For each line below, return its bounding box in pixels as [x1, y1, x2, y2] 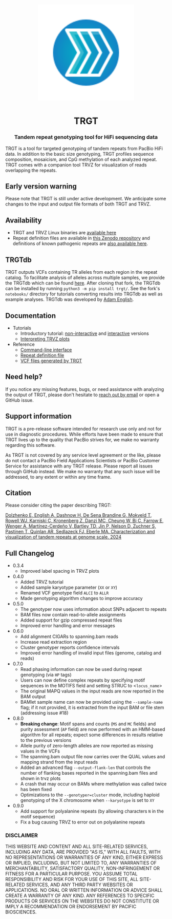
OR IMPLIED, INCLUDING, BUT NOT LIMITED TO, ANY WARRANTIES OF [5, 860, 157, 866]
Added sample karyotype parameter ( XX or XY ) [20, 585, 118, 591]
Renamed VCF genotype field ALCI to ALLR [20, 590, 109, 596]
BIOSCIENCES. [5, 909, 37, 915]
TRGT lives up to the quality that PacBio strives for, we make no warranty [5, 436, 160, 443]
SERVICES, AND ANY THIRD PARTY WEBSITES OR [26, 882, 133, 888]
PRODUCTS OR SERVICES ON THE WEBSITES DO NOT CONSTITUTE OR [5, 898, 159, 904]
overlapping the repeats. [5, 167, 57, 173]
